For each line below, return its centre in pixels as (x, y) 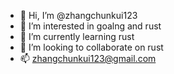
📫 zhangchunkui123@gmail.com (88, 58)
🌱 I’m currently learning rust (77, 36)
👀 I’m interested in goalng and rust (90, 26)
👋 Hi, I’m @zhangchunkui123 (78, 15)
